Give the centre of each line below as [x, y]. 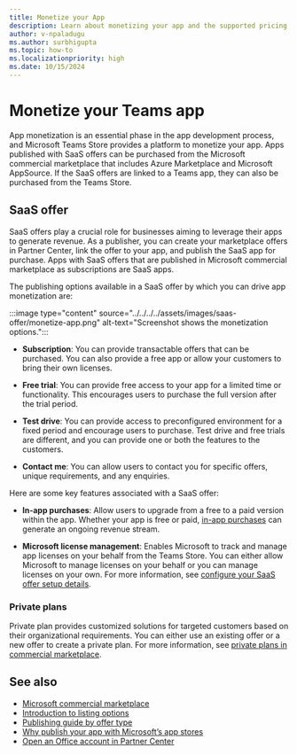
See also [33, 682]
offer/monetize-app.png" [55, 322]
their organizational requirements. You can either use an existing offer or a [145, 635]
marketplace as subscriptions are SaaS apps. [92, 269]
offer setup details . [56, 584]
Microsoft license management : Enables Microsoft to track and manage [155, 546]
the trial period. [50, 403]
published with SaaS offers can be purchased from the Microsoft [127, 154]
